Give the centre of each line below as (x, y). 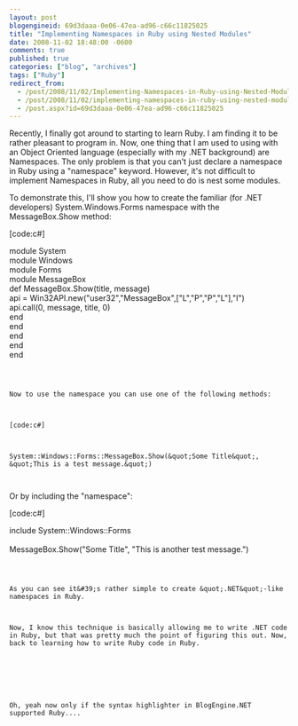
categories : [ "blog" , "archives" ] (73, 67)
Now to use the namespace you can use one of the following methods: (141, 395)
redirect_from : (37, 83)
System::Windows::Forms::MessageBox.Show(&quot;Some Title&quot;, (134, 457)
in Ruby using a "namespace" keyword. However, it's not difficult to (132, 171)
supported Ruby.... (45, 714)
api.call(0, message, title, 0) (60, 308)
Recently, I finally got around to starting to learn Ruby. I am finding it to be (144, 133)
